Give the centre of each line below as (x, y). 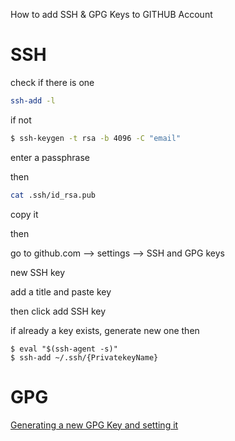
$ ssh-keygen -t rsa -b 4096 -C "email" (96, 138)
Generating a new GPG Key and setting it (94, 425)
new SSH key (38, 272)
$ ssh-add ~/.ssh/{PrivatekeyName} (84, 357)
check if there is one (52, 82)
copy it (24, 214)
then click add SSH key (58, 311)
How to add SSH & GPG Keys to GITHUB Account (111, 14)
